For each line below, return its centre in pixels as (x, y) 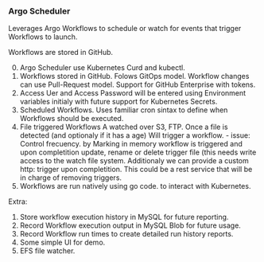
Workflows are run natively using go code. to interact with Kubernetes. (135, 186)
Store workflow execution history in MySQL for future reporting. (124, 217)
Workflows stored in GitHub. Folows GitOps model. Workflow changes (134, 76)
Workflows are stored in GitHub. (61, 53)
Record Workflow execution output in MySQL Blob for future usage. (130, 225)
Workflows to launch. (43, 37)
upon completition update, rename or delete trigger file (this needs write (138, 152)
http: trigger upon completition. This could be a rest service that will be (136, 170)
